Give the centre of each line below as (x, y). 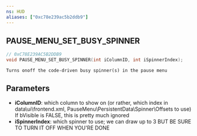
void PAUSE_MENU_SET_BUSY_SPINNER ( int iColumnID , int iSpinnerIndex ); (95, 60)
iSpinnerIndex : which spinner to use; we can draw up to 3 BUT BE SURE (103, 121)
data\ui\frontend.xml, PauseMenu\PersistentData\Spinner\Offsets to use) (103, 109)
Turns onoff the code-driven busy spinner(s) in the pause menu (87, 71)
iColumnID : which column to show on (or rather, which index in (91, 102)
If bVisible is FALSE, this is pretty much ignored (72, 115)
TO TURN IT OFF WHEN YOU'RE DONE (62, 128)
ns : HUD (16, 11)
